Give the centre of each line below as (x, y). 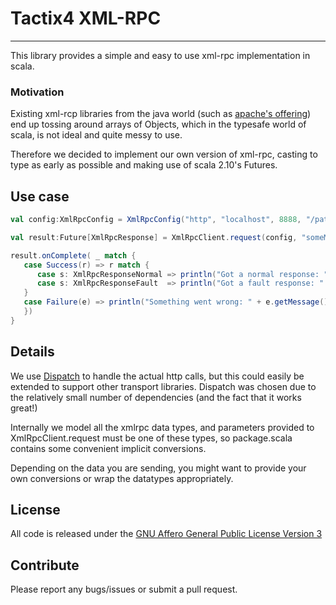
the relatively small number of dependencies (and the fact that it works (156, 397)
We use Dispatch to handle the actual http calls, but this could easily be (157, 376)
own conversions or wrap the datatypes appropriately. (122, 478)
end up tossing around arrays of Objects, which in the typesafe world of (158, 124)
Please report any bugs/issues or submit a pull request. (124, 589)
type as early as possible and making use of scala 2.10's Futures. (144, 165)
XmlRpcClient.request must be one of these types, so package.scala (151, 438)
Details (32, 352)
